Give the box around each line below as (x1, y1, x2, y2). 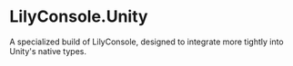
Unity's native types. (9, 45, 87, 56)
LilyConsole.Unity (9, 6, 148, 27)
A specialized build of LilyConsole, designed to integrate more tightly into (9, 36, 284, 47)
